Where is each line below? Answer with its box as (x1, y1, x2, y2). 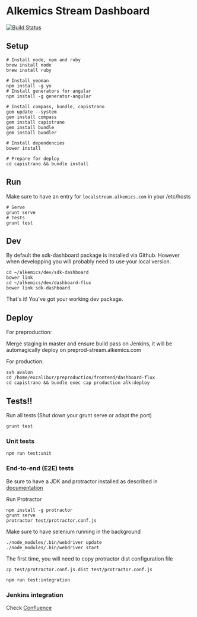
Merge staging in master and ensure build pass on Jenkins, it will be (6, 340, 173, 347)
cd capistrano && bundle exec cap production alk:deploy (6, 380, 150, 386)
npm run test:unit (6, 451, 52, 457)
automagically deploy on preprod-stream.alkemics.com (6, 347, 141, 354)
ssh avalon (6, 370, 33, 376)
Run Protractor (6, 495, 42, 503)
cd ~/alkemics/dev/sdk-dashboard (6, 269, 89, 276)
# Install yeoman (6, 77, 49, 84)
